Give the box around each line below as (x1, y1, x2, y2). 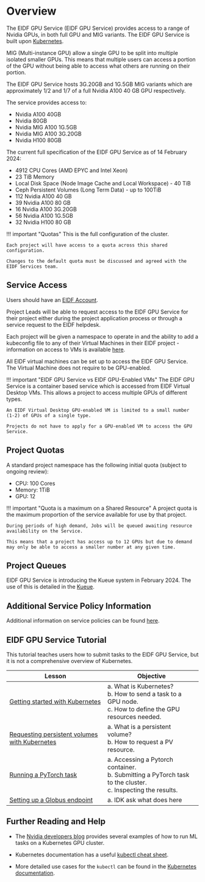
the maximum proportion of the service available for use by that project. (6, 511, 187, 518)
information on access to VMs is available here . (6, 346, 126, 353)
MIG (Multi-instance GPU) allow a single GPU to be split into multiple (6, 49, 178, 56)
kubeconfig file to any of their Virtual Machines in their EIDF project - (6, 339, 179, 346)
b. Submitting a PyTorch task (107, 770, 190, 779)
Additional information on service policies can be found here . (6, 617, 160, 625)
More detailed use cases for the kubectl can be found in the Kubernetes (15, 862, 197, 870)
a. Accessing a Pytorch (107, 755, 174, 764)
